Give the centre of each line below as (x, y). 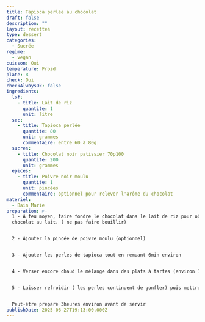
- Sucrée (23, 46)
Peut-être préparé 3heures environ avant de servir (79, 304)
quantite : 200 (41, 159)
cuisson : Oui (23, 63)
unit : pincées (41, 188)
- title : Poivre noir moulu (53, 177)
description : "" (27, 23)
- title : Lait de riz (45, 103)
